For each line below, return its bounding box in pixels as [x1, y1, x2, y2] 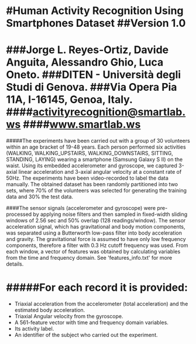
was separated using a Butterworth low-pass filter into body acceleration [6, 229, 183, 236]
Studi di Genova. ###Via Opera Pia [6, 81, 177, 94]
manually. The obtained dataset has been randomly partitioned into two [6, 181, 178, 188]
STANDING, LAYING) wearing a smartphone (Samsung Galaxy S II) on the [6, 156, 183, 163]
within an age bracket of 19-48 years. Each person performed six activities [6, 143, 186, 150]
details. [6, 260, 24, 267]
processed [6, 211, 32, 218]
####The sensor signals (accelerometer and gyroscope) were [6, 205, 156, 212]
